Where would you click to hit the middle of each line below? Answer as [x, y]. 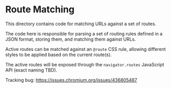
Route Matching [40, 10]
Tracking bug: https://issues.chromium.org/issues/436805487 [71, 80]
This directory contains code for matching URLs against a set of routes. [81, 24]
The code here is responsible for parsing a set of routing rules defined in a [84, 33]
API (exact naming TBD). [31, 70]
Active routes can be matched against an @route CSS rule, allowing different [85, 49]
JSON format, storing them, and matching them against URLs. [71, 39]
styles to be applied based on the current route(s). [59, 55]
